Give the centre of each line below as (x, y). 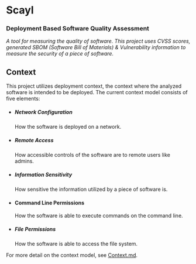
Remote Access (34, 140)
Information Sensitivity (43, 174)
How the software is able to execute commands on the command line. (99, 216)
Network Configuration (44, 112)
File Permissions (35, 229)
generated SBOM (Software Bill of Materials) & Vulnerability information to (96, 47)
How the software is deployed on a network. (68, 127)
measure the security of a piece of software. (60, 54)
